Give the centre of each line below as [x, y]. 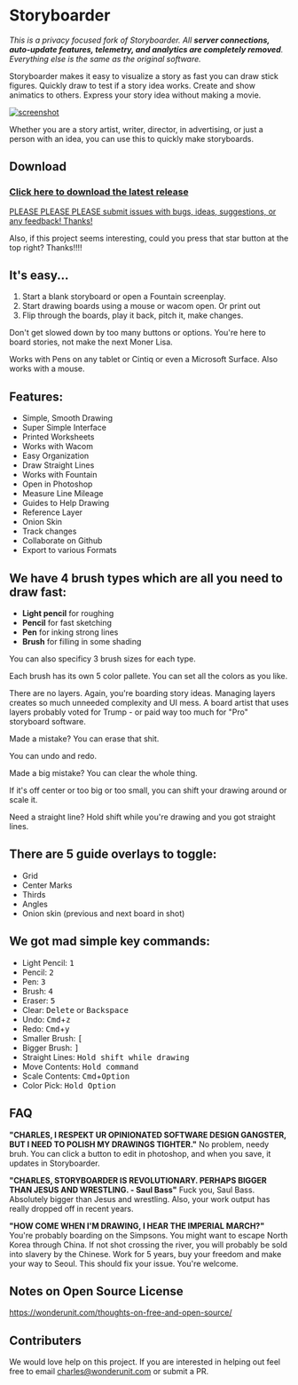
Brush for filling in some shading [82, 642]
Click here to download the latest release [99, 192]
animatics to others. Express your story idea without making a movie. [135, 95]
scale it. [24, 800]
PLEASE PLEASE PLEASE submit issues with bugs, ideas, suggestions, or [143, 211]
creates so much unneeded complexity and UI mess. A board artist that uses [149, 703]
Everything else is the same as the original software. [105, 59]
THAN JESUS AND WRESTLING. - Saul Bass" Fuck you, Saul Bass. [132, 1190]
